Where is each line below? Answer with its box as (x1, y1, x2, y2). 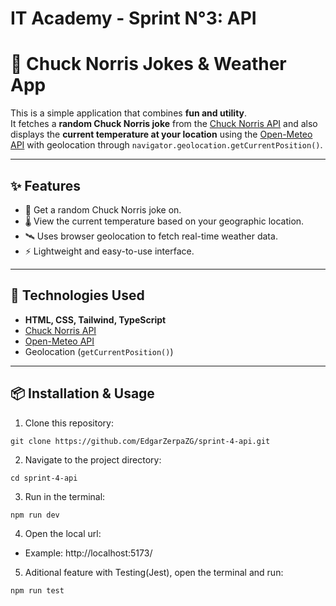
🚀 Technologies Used (10, 287, 145, 304)
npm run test (10, 585, 65, 596)
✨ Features (10, 177, 81, 194)
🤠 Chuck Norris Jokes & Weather (10, 53, 287, 76)
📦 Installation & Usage (10, 385, 155, 402)
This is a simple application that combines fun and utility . (10, 107, 248, 119)
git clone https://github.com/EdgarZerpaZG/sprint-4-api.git (10, 436, 271, 446)
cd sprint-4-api (10, 473, 78, 483)
